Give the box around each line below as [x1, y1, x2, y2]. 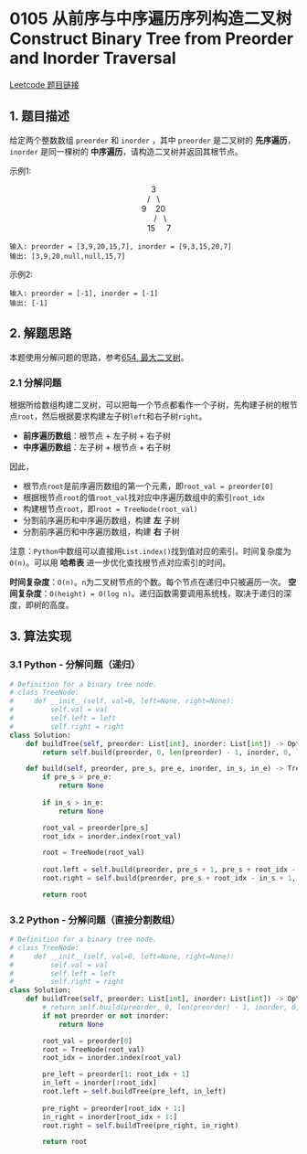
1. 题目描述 [9, 109, 70, 124]
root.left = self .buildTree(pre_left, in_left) [42, 1087, 227, 1096]
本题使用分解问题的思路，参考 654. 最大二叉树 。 [9, 351, 189, 362]
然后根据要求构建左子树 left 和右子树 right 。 [41, 411, 207, 422]
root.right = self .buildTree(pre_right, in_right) [42, 1121, 239, 1130]
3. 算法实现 [9, 628, 72, 645]
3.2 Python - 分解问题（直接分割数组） [9, 914, 181, 926]
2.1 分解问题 [9, 377, 62, 390]
